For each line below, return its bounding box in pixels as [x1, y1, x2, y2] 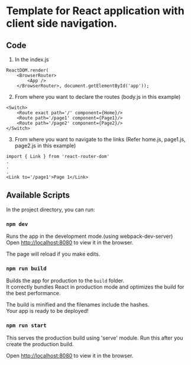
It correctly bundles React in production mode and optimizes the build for [6, 283, 184, 290]
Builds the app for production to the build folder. [6, 277, 125, 285]
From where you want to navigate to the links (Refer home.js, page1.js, [14, 136, 186, 143]
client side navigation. [6, 17, 118, 30]
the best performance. [6, 290, 61, 297]
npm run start [6, 322, 47, 329]
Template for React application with [6, 4, 184, 18]
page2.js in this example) [14, 142, 76, 149]
